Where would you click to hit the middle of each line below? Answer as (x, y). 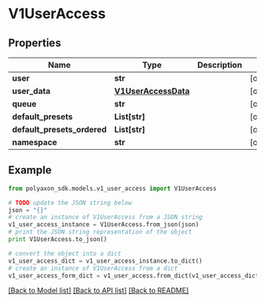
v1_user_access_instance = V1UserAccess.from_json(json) (104, 225)
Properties (35, 43)
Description (220, 65)
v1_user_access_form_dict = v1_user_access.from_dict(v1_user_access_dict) (135, 276)
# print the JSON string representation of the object (100, 232)
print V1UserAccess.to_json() (58, 240)
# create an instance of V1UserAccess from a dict (93, 268)
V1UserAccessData (152, 91)
